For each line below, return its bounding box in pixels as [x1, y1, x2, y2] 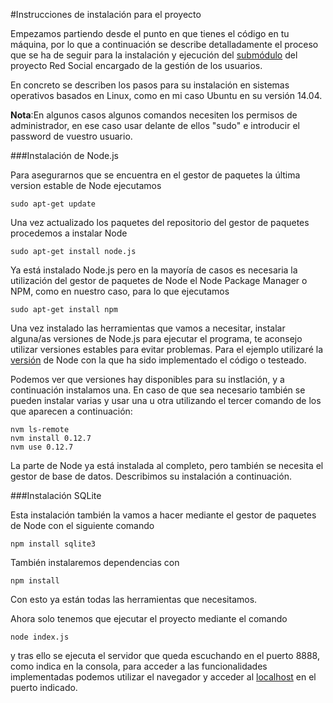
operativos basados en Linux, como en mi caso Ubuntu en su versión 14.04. [10, 90, 323, 101]
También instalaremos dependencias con [10, 557, 180, 568]
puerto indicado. [10, 682, 78, 693]
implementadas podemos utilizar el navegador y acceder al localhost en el [10, 671, 317, 683]
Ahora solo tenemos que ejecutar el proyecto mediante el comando [10, 613, 288, 624]
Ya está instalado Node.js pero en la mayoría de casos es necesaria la [10, 264, 298, 276]
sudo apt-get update [10, 199, 97, 209]
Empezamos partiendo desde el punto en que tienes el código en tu [10, 28, 290, 39]
